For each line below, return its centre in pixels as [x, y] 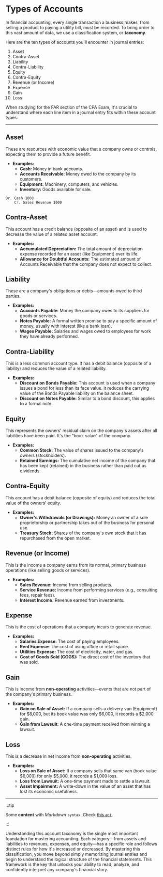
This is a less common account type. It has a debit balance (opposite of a [78, 363]
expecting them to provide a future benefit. [48, 154]
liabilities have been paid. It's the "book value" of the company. [68, 436]
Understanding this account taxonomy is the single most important [72, 834]
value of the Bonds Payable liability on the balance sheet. [77, 393]
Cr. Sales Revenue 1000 [38, 202]
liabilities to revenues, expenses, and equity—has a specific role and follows [81, 844]
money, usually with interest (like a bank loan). [66, 326]
